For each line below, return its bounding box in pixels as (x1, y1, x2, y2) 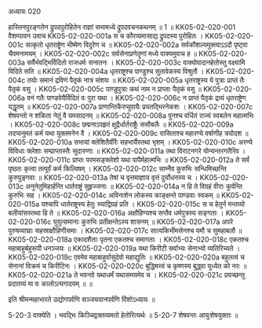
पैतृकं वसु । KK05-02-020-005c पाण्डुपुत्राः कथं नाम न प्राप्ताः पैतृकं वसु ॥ (8, 84, 202, 94)
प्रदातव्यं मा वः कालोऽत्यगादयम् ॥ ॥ (8, 279, 93, 288)
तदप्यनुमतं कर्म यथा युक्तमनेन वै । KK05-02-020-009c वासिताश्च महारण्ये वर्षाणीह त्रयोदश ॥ (8, 129, 249, 138)
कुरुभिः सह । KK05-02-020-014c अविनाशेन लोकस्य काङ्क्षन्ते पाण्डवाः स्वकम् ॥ (8, 190, 220, 200)
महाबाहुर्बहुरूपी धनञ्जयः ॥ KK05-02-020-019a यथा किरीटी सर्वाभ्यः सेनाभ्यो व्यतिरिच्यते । (8, 244, 241, 252)
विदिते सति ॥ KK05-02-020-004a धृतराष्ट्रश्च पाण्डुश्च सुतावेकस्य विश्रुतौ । (8, 67, 205, 76)
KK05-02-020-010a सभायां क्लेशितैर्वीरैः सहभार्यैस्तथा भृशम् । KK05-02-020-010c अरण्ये (8, 138, 253, 146)
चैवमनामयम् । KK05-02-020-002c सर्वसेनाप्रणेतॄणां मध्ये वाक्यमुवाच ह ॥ (8, 49, 198, 58)
